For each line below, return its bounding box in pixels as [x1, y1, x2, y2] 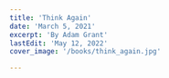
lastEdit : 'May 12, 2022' [9, 38, 108, 48]
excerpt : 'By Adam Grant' [9, 30, 108, 39]
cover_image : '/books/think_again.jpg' [9, 47, 162, 56]
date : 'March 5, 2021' [9, 22, 96, 31]
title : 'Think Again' [9, 13, 92, 23]
